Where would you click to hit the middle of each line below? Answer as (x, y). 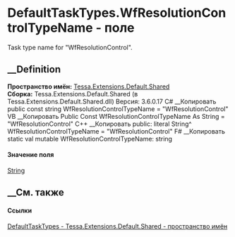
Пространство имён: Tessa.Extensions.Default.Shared (89, 87)
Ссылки (20, 210)
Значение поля (31, 155)
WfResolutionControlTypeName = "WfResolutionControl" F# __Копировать (116, 131)
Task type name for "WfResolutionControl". (70, 47)
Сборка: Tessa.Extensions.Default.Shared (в (73, 94)
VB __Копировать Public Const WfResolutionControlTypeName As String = (116, 116)
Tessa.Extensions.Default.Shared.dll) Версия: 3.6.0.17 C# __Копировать (112, 101)
